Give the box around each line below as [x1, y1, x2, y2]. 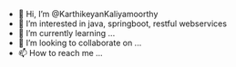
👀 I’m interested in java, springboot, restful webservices [17, 18, 228, 29]
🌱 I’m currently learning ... [17, 28, 116, 38]
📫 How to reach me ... [17, 48, 103, 58]
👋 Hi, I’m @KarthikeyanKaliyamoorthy [17, 9, 159, 19]
